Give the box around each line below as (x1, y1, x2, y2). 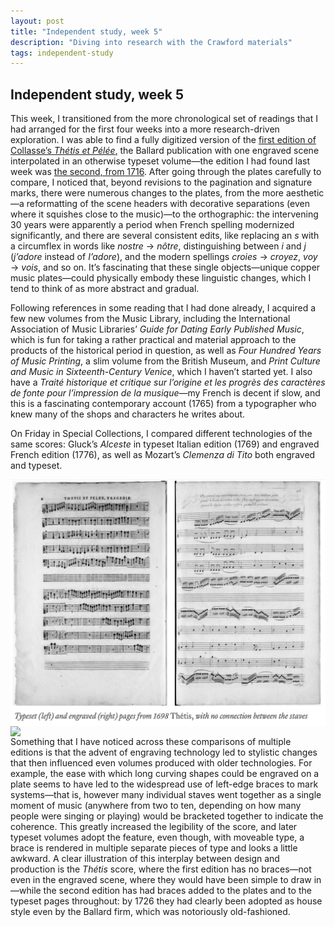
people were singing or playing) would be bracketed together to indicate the (10, 810, 324, 822)
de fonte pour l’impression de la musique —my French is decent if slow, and (10, 387, 321, 399)
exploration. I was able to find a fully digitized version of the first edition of (10, 134, 317, 146)
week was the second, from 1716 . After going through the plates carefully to (10, 166, 322, 178)
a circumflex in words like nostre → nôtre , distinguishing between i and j (10, 240, 307, 252)
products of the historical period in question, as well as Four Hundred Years (10, 345, 322, 357)
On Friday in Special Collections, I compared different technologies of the (10, 428, 313, 440)
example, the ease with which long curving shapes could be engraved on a (10, 768, 320, 780)
